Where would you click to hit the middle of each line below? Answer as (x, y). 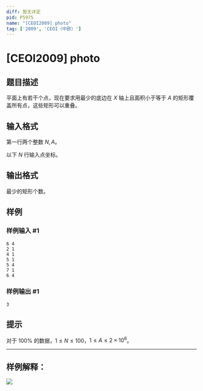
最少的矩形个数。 (27, 191)
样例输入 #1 (23, 231)
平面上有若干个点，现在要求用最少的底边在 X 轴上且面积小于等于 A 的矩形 (98, 98)
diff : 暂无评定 (24, 12)
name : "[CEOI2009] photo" (39, 23)
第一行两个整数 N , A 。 (33, 142)
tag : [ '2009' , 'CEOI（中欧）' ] (44, 29)
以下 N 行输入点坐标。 (34, 155)
